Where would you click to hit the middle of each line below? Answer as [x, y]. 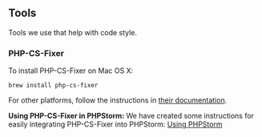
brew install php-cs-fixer [53, 86]
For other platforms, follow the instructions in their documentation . [118, 100]
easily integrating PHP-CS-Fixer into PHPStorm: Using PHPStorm [115, 124]
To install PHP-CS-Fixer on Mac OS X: [71, 71]
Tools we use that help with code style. [73, 32]
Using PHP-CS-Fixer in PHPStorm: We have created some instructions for [131, 116]
